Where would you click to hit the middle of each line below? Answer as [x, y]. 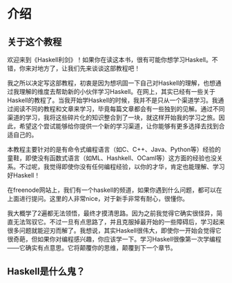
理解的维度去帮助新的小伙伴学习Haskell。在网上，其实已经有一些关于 [117, 91]
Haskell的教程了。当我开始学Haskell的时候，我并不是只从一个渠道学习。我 [113, 100]
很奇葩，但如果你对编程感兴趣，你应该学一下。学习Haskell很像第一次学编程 [114, 239]
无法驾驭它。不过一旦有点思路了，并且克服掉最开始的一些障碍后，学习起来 [119, 222]
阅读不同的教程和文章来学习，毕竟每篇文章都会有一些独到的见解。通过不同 [119, 109]
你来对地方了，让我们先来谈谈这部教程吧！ [79, 68]
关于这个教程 [35, 42]
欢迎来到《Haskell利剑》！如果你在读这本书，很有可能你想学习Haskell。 [109, 60]
